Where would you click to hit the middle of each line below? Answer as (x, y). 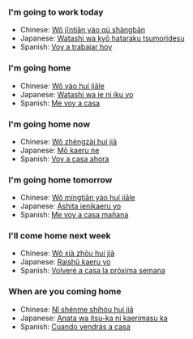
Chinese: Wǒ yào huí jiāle (62, 86)
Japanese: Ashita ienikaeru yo (71, 206)
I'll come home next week (60, 236)
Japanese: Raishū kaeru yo (65, 262)
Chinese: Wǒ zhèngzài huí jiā (69, 141)
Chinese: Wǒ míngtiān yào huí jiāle (77, 198)
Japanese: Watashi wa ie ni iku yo (77, 94)
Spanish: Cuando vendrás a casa (75, 326)
